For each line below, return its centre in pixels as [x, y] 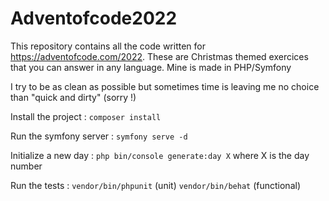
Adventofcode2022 [94, 18]
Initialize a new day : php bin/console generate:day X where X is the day [160, 155]
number [26, 166]
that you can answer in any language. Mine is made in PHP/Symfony [151, 67]
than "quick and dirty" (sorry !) [73, 97]
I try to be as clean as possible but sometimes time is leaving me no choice [165, 86]
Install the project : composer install [86, 116]
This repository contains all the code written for [108, 46]
